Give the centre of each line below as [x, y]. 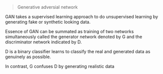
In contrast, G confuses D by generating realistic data [60, 66]
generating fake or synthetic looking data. [48, 22]
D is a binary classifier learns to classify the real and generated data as [78, 52]
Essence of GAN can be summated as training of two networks [70, 31]
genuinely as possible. [28, 57]
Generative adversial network [47, 7]
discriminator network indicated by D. [43, 42]
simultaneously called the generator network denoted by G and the [74, 37]
